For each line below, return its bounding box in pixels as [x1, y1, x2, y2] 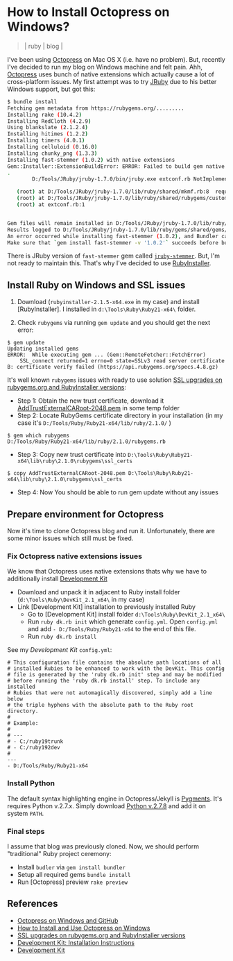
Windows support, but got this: [7, 85, 96, 93]
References [7, 898, 58, 910]
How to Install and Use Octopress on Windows [17, 924, 150, 932]
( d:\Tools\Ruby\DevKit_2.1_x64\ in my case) [17, 595, 145, 604]
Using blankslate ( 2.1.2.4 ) [7, 124, 89, 131]
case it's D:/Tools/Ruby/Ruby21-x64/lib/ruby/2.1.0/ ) [17, 419, 172, 427]
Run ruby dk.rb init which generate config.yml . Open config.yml [27, 617, 218, 626]
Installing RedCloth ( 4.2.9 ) [7, 117, 92, 125]
